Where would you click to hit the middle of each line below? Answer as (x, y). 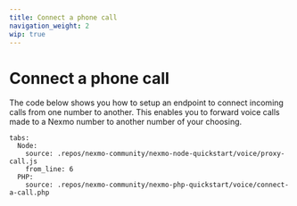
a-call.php (29, 193)
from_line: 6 (49, 169)
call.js (24, 161)
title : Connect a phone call (63, 17)
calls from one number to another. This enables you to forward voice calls (144, 112)
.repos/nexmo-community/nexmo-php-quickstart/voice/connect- (173, 185)
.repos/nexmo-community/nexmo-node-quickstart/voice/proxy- (171, 154)
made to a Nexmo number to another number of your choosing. (126, 122)
